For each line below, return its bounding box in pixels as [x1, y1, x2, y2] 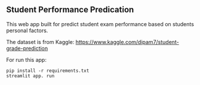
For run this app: [6, 56, 47, 63]
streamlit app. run [6, 73, 55, 79]
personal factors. [6, 27, 48, 34]
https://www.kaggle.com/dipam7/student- [75, 38, 179, 45]
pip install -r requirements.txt [6, 68, 90, 74]
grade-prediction [6, 45, 48, 52]
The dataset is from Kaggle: [6, 38, 75, 45]
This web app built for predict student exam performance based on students [6, 20, 194, 27]
